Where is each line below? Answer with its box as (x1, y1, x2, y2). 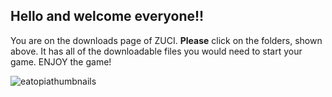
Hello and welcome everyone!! (10, 8, 205, 25)
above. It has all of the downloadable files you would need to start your (10, 45, 303, 57)
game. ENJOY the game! (10, 55, 112, 68)
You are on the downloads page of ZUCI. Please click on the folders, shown (10, 34, 323, 46)
